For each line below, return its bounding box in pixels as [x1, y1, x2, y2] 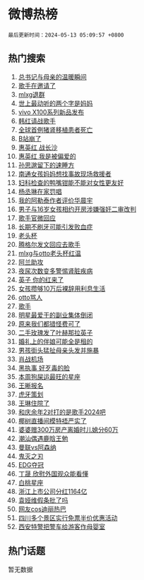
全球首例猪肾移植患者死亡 [18, 125, 93, 134]
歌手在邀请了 [18, 81, 56, 90]
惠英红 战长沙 [18, 143, 58, 152]
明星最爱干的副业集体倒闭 [18, 310, 93, 319]
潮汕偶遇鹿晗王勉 [18, 434, 68, 442]
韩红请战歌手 [18, 116, 56, 125]
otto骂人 [18, 293, 43, 301]
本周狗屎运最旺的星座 [18, 372, 80, 381]
